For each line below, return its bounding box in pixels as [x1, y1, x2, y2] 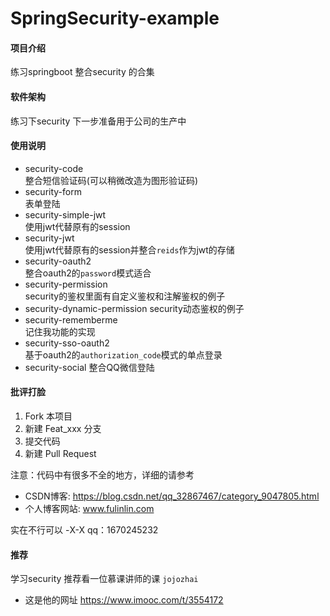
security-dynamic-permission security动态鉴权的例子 [24, 302, 245, 314]
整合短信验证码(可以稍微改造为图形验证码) [24, 174, 199, 186]
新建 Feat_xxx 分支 [24, 423, 102, 434]
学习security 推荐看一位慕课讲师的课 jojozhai [10, 573, 199, 585]
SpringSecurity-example [10, 7, 220, 30]
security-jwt [24, 232, 75, 244]
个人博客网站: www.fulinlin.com [24, 503, 155, 514]
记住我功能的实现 [24, 325, 96, 337]
